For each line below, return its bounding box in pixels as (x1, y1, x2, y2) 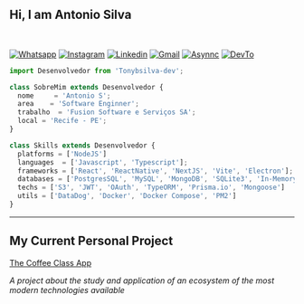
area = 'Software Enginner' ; (17, 100, 140, 109)
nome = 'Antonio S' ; (17, 90, 111, 100)
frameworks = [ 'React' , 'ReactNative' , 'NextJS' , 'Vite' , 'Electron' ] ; (17, 166, 294, 176)
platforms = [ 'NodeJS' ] (17, 149, 107, 158)
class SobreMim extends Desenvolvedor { (9, 82, 165, 91)
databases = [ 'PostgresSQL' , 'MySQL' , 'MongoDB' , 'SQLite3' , (17, 175, 253, 184)
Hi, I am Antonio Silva (9, 7, 132, 23)
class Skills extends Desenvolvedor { (9, 140, 156, 150)
